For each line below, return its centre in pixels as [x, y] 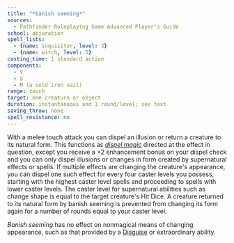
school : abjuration [36, 33]
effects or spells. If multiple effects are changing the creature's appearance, [116, 166]
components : [24, 65]
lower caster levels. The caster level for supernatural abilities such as [106, 189]
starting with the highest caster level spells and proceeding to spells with [112, 181]
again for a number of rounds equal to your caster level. [87, 211]
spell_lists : [26, 40]
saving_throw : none [36, 111]
